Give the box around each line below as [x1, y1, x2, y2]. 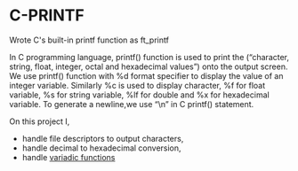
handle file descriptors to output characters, [21, 133, 184, 144]
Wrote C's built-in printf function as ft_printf [9, 35, 169, 45]
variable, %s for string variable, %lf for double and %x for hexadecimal [9, 89, 270, 100]
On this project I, [9, 116, 70, 127]
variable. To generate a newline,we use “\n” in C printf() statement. [9, 98, 254, 109]
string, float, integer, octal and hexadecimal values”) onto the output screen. [9, 61, 288, 72]
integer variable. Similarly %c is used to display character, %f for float [9, 80, 265, 90]
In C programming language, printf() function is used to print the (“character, [9, 51, 290, 62]
